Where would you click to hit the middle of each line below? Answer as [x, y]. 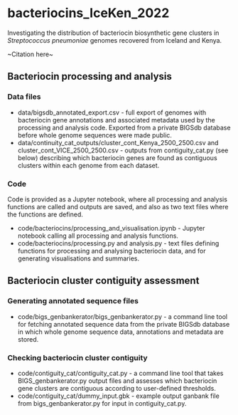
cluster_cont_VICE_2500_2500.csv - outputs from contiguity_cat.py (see [123, 150]
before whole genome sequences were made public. [95, 135]
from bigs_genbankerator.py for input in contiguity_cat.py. [102, 403]
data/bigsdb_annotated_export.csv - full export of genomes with [112, 112]
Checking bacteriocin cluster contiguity [77, 357]
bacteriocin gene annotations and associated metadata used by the [116, 120]
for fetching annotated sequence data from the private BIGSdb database [124, 324]
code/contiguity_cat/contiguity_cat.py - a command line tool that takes [120, 373]
